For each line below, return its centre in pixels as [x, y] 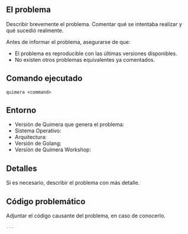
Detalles [22, 168]
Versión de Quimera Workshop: [53, 150]
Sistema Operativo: [38, 131]
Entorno [21, 110]
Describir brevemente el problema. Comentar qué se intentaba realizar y [94, 24]
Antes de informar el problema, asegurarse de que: [68, 42]
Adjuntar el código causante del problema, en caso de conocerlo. [86, 216]
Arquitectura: [31, 137]
